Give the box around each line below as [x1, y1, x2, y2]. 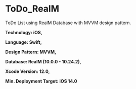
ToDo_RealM [5, 3, 60, 15]
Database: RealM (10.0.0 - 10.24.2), [5, 58, 81, 64]
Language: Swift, [5, 39, 42, 45]
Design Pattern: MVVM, [5, 49, 57, 55]
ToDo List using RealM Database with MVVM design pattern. [5, 20, 131, 26]
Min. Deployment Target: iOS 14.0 [5, 78, 77, 84]
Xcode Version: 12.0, [5, 68, 50, 74]
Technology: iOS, [5, 29, 42, 35]
